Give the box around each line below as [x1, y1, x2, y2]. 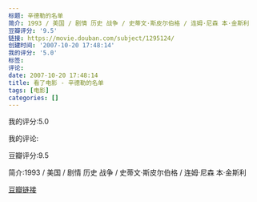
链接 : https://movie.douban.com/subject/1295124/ [8, 34, 175, 42]
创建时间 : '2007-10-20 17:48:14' [8, 42, 115, 50]
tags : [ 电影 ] [8, 86, 50, 95]
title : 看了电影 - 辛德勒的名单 [8, 79, 104, 87]
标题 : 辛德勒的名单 [8, 11, 64, 20]
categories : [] [8, 94, 59, 102]
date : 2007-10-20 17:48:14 [8, 71, 98, 79]
